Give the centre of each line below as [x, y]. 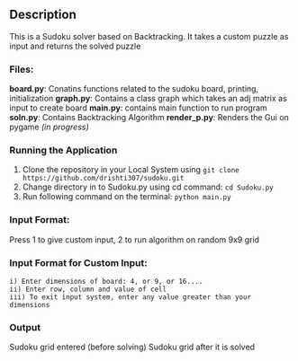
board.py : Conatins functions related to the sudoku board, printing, [134, 89]
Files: [22, 69]
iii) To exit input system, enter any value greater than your [131, 297]
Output [25, 327]
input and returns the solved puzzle [75, 46]
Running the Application [63, 150]
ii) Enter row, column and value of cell [88, 289]
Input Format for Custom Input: [78, 262]
